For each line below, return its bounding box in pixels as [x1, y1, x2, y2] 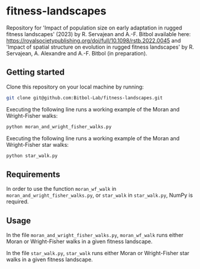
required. [6, 198, 29, 205]
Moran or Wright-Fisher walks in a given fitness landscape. [6, 238, 153, 245]
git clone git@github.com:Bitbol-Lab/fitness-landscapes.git [6, 94, 163, 100]
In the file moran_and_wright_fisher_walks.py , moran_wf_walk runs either [6, 232, 184, 238]
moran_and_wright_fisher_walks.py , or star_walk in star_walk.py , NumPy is [6, 191, 193, 199]
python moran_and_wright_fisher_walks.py [6, 123, 112, 130]
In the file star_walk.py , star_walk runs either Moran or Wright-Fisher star [6, 250, 190, 256]
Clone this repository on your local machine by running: [6, 83, 144, 90]
